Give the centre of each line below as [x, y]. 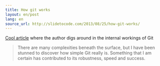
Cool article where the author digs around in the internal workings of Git [79, 38]
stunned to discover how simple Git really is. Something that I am [85, 53]
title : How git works [28, 10]
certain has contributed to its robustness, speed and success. [81, 58]
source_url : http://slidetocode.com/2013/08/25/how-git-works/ [73, 24]
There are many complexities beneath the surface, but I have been [86, 47]
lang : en [14, 19]
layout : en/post [22, 14]
